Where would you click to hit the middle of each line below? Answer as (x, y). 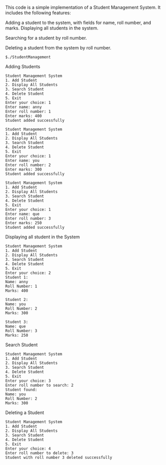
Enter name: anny (24, 107)
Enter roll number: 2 (28, 165)
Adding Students (23, 66)
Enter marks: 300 (24, 170)
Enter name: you (22, 160)
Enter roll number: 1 (28, 112)
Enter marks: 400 (24, 116)
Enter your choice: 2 (28, 273)
